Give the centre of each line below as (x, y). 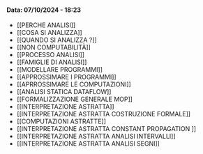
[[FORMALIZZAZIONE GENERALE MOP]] (75, 99)
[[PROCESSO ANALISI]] (51, 55)
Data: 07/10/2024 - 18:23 (44, 10)
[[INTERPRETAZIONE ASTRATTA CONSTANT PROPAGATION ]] (106, 129)
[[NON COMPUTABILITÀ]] (54, 47)
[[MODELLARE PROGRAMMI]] (59, 70)
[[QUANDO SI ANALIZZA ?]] (57, 40)
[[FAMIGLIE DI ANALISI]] (52, 62)
